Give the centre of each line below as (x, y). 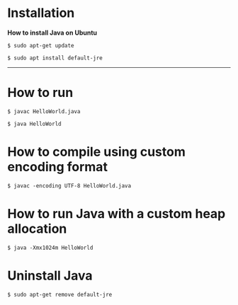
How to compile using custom (97, 152)
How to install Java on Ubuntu (52, 33)
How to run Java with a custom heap (117, 214)
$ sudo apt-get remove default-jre (60, 294)
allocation (37, 229)
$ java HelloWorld (34, 124)
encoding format (58, 167)
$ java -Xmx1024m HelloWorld (50, 248)
